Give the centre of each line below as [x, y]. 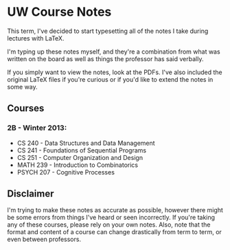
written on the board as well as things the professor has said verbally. [105, 58]
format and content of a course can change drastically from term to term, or [114, 232]
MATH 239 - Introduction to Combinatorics [78, 165]
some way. [22, 87]
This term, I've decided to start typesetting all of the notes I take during [108, 31]
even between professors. [44, 239]
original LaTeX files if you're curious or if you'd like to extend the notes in [110, 79]
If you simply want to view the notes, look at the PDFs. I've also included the [115, 72]
